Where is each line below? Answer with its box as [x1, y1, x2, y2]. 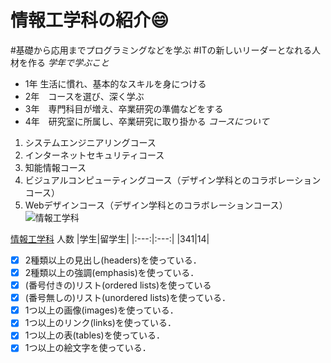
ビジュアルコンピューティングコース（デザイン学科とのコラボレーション [24, 174, 322, 186]
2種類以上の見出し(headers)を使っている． [24, 254, 202, 266]
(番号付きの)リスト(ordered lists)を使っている [24, 279, 212, 291]
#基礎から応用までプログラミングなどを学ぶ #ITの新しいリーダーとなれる [10, 44, 313, 56]
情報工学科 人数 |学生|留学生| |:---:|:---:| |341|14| [10, 232, 210, 245]
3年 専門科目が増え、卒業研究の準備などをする [24, 102, 224, 115]
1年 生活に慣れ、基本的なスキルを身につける [24, 77, 207, 90]
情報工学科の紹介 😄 [10, 9, 170, 32]
